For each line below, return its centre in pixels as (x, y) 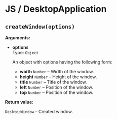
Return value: (19, 102)
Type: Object (25, 52)
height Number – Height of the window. (58, 77)
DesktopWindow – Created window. (39, 111)
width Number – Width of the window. (57, 72)
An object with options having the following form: (62, 62)
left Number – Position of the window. (57, 87)
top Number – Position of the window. (57, 92)
